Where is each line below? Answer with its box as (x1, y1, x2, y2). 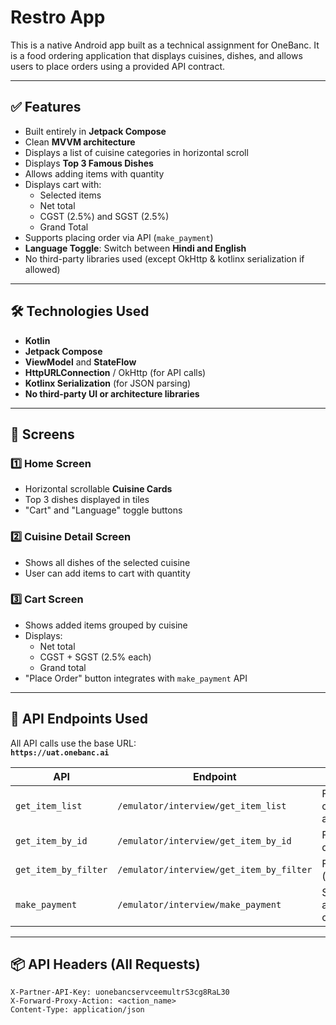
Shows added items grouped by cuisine (24, 619, 188, 631)
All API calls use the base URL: (10, 737, 137, 749)
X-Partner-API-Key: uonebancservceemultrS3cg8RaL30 (10, 987, 230, 998)
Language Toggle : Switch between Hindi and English (24, 242, 247, 254)
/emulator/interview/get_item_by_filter (117, 864, 313, 875)
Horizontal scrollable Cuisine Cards (24, 483, 173, 495)
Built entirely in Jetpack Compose (24, 125, 167, 137)
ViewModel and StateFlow (24, 356, 137, 368)
